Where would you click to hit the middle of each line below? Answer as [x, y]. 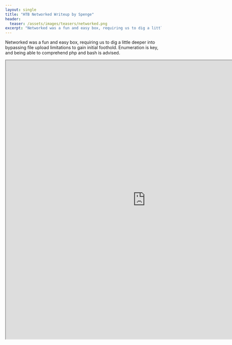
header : [13, 19]
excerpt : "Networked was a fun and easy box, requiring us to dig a [77, 28]
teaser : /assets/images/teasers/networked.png [58, 24]
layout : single [21, 10]
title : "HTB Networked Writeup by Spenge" [50, 14]
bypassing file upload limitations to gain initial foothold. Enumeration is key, [82, 48]
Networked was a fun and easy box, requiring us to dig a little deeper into [80, 42]
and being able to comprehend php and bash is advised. [63, 53]
